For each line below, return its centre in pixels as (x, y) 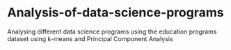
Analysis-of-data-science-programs (115, 13)
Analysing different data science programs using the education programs (112, 32)
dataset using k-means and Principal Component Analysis (90, 38)
